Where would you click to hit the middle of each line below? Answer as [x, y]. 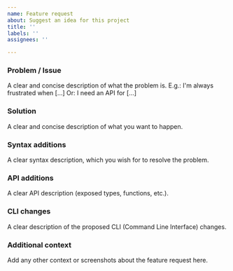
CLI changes [29, 211]
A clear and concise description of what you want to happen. [95, 126]
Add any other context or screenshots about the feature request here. [108, 260]
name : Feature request [40, 14]
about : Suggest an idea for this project [69, 20]
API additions [30, 178]
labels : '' [23, 33]
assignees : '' [28, 40]
